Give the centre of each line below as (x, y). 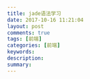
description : (26, 58)
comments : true (29, 33)
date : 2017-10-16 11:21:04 (45, 20)
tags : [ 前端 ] (25, 39)
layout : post (26, 26)
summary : (19, 65)
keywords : (21, 52)
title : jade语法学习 (34, 13)
